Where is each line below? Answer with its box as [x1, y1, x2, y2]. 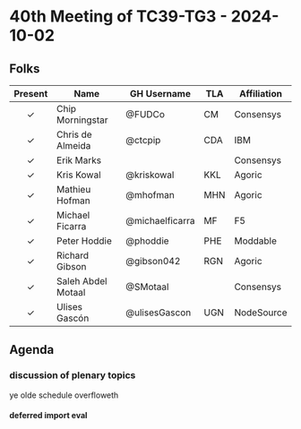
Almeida [56, 140, 91, 151]
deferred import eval [9, 410, 88, 421]
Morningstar [56, 114, 109, 126]
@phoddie [125, 235, 169, 247]
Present [13, 88, 48, 99]
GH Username [129, 88, 191, 99]
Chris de [56, 128, 92, 141]
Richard [56, 249, 90, 262]
